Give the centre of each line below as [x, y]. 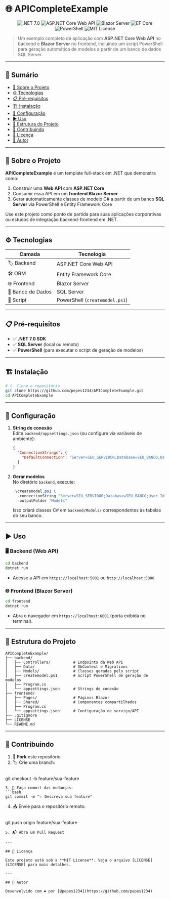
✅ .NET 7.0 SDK [29, 339]
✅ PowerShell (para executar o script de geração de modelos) [78, 350]
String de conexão [32, 428]
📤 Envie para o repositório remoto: [49, 806]
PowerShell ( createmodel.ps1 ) [92, 300]
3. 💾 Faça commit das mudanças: [39, 788]
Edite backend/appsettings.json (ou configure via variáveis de [77, 434]
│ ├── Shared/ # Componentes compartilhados [71, 702]
